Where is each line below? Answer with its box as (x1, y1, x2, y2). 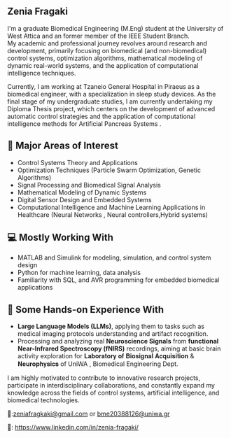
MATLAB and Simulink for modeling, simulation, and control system (17, 253, 211, 262)
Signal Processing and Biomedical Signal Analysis (17, 181, 161, 189)
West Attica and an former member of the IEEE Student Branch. (7, 31, 190, 40)
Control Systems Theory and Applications (17, 158, 138, 167)
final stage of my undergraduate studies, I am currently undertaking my (7, 97, 213, 106)
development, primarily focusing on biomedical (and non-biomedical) (7, 46, 207, 55)
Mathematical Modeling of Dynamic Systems (17, 188, 147, 197)
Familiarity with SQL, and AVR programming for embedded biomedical (17, 276, 220, 284)
